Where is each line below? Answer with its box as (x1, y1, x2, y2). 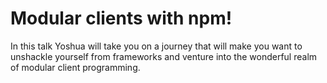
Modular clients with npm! (10, 7, 233, 30)
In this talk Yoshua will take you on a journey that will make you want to (10, 40, 303, 52)
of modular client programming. (10, 61, 141, 73)
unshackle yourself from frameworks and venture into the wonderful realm (10, 50, 318, 62)
